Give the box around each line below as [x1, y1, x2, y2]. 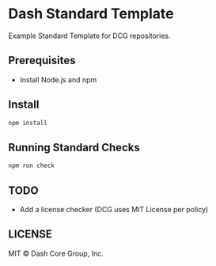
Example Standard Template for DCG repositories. [8, 31, 171, 40]
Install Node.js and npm [19, 74, 97, 84]
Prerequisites [8, 54, 76, 67]
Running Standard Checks [8, 140, 140, 154]
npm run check [8, 161, 55, 170]
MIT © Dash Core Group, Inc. [8, 249, 104, 258]
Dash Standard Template [8, 5, 174, 23]
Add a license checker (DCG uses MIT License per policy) [19, 204, 209, 214]
